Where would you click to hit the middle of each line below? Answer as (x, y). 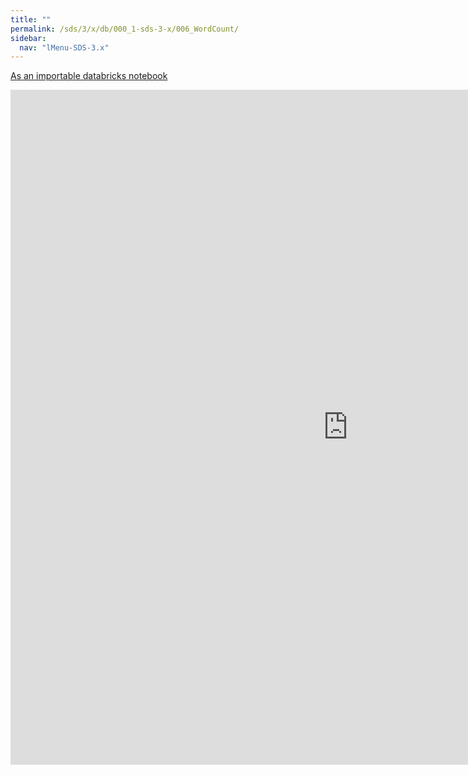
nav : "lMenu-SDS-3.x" (64, 47)
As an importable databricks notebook (89, 76)
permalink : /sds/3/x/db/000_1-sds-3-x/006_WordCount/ (125, 29)
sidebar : (28, 38)
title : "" (31, 19)
